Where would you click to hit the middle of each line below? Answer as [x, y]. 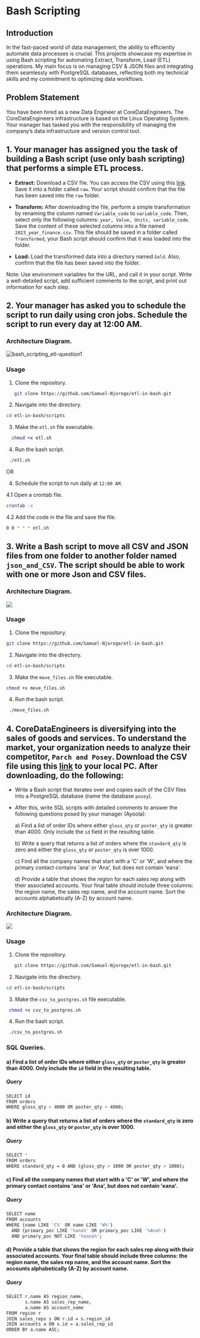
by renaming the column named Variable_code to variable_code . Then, [101, 213]
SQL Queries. [26, 1048]
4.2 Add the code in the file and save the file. [61, 517]
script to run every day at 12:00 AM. [74, 324]
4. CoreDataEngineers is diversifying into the [91, 729]
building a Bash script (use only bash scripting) [96, 159]
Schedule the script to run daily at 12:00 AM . [68, 483]
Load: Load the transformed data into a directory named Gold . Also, [97, 256]
